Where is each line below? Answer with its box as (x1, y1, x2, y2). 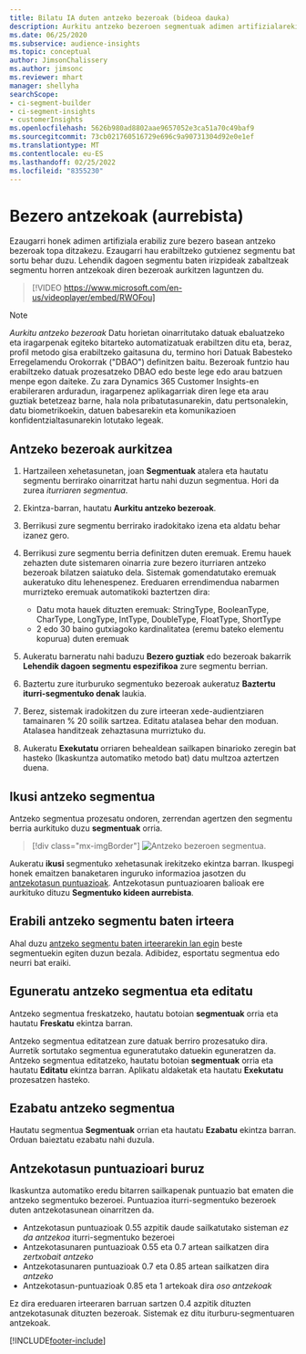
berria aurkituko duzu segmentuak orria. (9, 823, 163, 834)
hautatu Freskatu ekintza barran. (9, 1017, 134, 1028)
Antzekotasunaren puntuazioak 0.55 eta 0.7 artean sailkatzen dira (22, 1242, 270, 1253)
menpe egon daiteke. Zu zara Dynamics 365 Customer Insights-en (9, 376, 260, 387)
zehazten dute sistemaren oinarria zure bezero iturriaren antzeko (22, 558, 267, 569)
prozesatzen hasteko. (9, 1074, 91, 1085)
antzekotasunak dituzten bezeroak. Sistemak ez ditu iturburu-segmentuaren (9, 1307, 295, 1319)
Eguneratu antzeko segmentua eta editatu (9, 983, 253, 1000)
